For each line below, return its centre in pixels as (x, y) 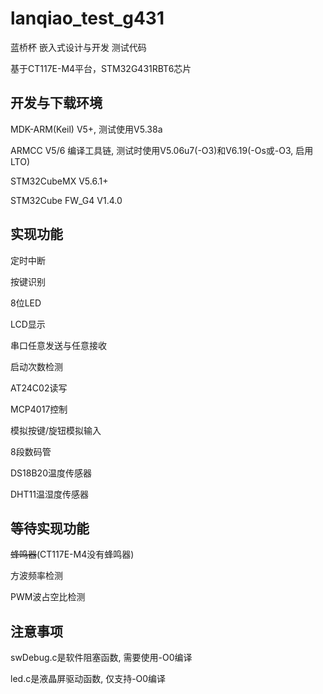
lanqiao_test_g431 (87, 18)
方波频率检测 (36, 576)
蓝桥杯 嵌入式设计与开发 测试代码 (78, 47)
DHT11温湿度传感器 (49, 494)
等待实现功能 (50, 528)
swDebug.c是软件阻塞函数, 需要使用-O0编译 (101, 658)
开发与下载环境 (56, 103)
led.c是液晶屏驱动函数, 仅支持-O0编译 (88, 679)
